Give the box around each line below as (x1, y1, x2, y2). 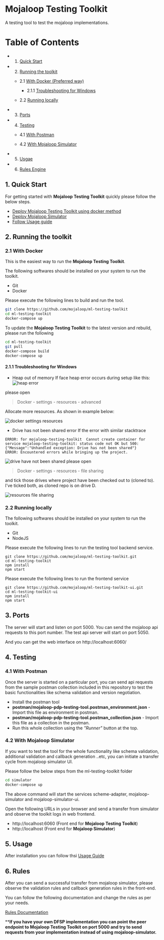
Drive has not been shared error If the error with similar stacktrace (12, 427, 146, 433)
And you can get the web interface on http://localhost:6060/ (5, 639, 127, 645)
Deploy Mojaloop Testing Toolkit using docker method (12, 208, 121, 214)
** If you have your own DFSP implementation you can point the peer (5, 919, 147, 925)
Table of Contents (5, 37, 79, 48)
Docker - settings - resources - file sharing (17, 468, 104, 474)
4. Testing (5, 653, 37, 662)
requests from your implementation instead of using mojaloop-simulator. (5, 929, 157, 935)
